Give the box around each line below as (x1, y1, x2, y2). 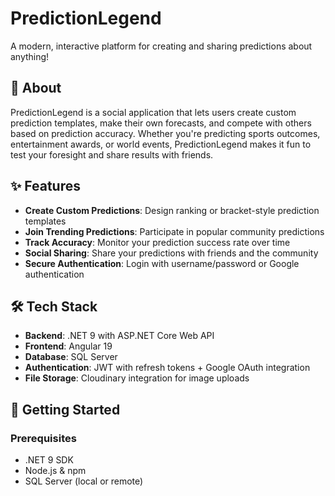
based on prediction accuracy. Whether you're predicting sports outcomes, (10, 127, 321, 139)
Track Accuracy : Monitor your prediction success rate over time (24, 236, 291, 248)
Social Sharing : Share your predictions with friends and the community (24, 247, 319, 259)
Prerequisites (10, 431, 77, 445)
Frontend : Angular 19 (24, 340, 113, 352)
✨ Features (10, 178, 81, 195)
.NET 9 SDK (24, 454, 74, 466)
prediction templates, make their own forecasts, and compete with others (10, 117, 312, 129)
